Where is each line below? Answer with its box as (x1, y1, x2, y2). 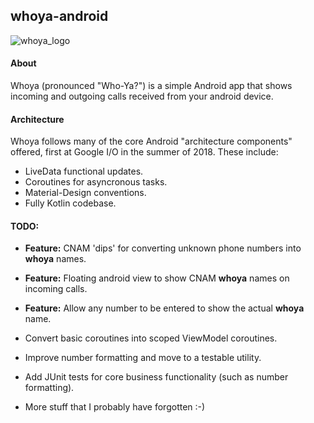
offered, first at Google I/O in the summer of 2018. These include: (10, 146, 279, 158)
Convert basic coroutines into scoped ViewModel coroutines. (24, 332, 278, 344)
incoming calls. (24, 283, 88, 295)
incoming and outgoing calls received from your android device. (10, 90, 274, 103)
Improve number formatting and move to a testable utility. (24, 352, 262, 364)
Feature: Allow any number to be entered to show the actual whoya (24, 302, 305, 314)
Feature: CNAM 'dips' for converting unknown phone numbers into (24, 242, 302, 254)
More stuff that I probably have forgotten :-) (24, 401, 206, 413)
